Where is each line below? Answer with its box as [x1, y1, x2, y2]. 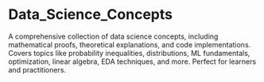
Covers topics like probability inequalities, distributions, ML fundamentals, [8, 48, 250, 58]
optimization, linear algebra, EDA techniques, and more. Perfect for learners [8, 57, 257, 66]
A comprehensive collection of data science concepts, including [8, 32, 219, 41]
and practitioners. [8, 65, 66, 74]
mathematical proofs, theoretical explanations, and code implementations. [8, 39, 251, 49]
